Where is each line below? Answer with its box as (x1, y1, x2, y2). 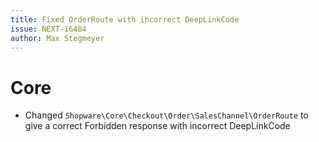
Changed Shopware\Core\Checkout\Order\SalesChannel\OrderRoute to (24, 109, 309, 121)
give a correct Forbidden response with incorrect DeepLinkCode (24, 120, 291, 132)
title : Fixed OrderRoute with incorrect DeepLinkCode (10, 14, 240, 25)
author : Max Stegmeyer (10, 33, 105, 43)
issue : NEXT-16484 (10, 24, 87, 34)
